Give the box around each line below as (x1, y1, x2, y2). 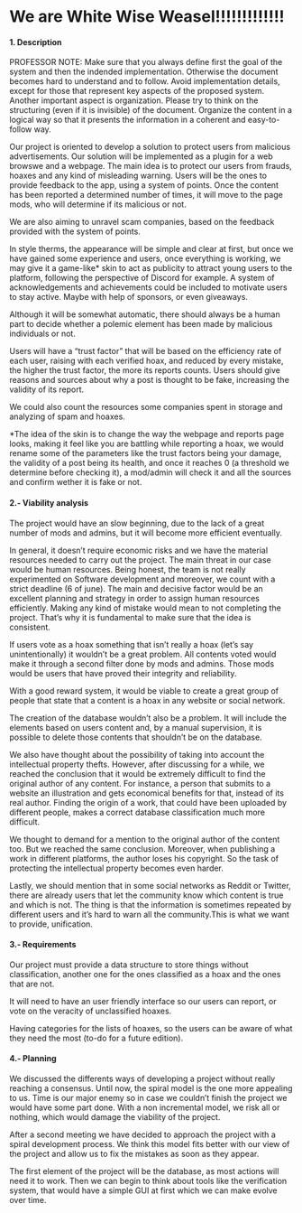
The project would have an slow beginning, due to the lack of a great (9, 518, 264, 528)
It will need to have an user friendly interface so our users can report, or (9, 995, 277, 1006)
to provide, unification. (9, 919, 93, 929)
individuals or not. (9, 328, 77, 340)
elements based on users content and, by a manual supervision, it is (9, 722, 262, 732)
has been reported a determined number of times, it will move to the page (9, 190, 284, 201)
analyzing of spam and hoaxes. (9, 411, 126, 422)
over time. (9, 1195, 47, 1205)
